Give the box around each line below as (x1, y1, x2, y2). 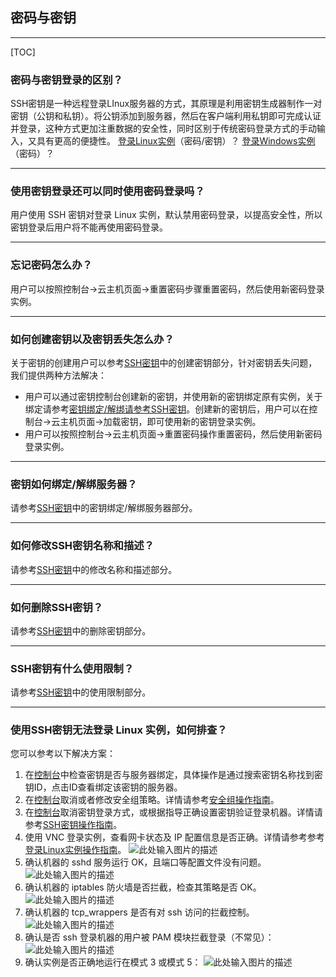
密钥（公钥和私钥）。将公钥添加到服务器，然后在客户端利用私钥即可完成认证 (10, 110, 322, 122)
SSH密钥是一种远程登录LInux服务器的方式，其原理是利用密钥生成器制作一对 (10, 98, 323, 110)
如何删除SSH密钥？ (10, 600, 104, 614)
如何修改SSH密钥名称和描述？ (10, 539, 155, 553)
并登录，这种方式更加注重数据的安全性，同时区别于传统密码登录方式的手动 (10, 123, 317, 135)
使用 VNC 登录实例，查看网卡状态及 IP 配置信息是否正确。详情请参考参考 (24, 831, 325, 843)
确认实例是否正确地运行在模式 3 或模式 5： (24, 956, 202, 968)
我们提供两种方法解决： (10, 369, 107, 381)
